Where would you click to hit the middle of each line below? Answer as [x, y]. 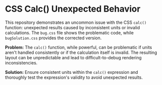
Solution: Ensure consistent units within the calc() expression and [72, 72]
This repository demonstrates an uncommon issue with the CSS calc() [76, 22]
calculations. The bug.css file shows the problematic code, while [69, 33]
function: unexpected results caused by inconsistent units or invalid [73, 27]
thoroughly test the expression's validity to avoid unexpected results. [74, 77]
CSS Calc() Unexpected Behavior [73, 9]
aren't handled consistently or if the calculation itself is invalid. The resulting [81, 52]
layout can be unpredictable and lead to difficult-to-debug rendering [73, 57]
